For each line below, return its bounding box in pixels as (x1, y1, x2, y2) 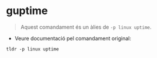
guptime (6, 4, 48, 18)
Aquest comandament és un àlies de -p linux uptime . (20, 23, 152, 30)
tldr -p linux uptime (6, 46, 59, 52)
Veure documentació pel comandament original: (14, 35, 131, 42)
